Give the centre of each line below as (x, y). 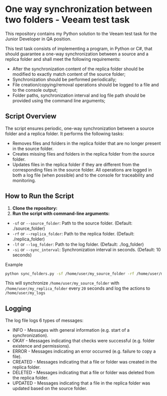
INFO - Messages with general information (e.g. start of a (71, 330)
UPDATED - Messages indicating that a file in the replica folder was (81, 383)
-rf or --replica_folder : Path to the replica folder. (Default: (73, 233)
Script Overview (31, 116)
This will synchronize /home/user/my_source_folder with (62, 283)
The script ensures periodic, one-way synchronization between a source (80, 128)
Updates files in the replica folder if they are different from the (76, 164)
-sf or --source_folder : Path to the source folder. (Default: (72, 223)
